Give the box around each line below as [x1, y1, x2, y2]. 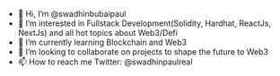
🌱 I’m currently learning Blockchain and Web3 [17, 37, 187, 47]
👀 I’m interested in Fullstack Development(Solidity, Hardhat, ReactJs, [17, 18, 272, 29]
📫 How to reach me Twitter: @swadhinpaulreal [17, 56, 193, 67]
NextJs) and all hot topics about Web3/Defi [17, 28, 178, 38]
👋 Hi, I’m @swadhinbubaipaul [17, 9, 127, 19]
